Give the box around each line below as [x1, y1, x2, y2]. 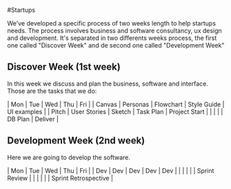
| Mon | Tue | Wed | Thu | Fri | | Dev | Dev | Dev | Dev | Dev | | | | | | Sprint [7, 166, 214, 175]
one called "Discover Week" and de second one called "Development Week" [7, 41, 225, 49]
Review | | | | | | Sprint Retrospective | [7, 174, 114, 182]
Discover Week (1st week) [7, 61, 121, 73]
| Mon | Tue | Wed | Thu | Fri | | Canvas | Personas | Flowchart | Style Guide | [7, 100, 225, 108]
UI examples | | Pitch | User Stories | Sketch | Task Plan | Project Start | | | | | [7, 107, 223, 116]
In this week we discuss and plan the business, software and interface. [7, 79, 208, 88]
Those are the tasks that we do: [7, 86, 97, 95]
